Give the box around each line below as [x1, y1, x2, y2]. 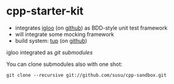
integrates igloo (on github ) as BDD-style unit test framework [15, 24, 168, 31]
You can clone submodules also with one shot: [6, 60, 123, 68]
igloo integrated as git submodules [6, 48, 93, 56]
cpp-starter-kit [6, 4, 84, 18]
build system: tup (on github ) [15, 37, 88, 44]
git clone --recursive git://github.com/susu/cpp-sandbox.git [6, 72, 167, 78]
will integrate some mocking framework [15, 30, 114, 37]
